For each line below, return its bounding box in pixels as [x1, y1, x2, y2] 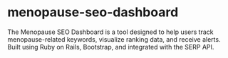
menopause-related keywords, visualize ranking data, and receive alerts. [7, 35, 221, 43]
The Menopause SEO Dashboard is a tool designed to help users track [7, 28, 214, 36]
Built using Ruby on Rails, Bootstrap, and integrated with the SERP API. [7, 42, 214, 51]
